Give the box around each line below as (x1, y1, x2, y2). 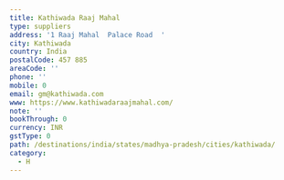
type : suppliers (9, 22, 71, 31)
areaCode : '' (9, 65, 59, 74)
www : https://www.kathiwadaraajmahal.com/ (9, 97, 174, 107)
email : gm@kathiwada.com (9, 89, 104, 98)
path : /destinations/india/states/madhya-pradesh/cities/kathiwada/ (9, 140, 276, 149)
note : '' (9, 106, 43, 115)
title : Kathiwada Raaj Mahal (9, 13, 121, 23)
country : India (9, 47, 68, 56)
